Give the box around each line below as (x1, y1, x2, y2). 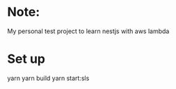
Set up (7, 51, 45, 67)
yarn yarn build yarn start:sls (7, 74, 90, 82)
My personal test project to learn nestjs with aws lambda (7, 27, 170, 35)
